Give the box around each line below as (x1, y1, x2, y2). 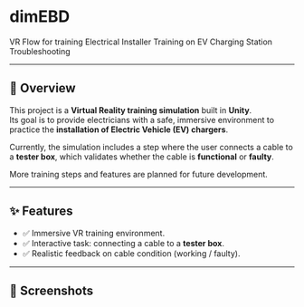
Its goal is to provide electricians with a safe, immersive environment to (9, 114, 274, 125)
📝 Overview (9, 81, 76, 96)
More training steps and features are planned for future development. (9, 168, 269, 179)
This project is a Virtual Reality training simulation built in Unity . (9, 104, 252, 115)
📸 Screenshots (9, 283, 94, 298)
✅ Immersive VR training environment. (22, 227, 166, 238)
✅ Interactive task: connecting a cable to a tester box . (22, 237, 224, 248)
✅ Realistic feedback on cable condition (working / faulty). (22, 247, 241, 259)
